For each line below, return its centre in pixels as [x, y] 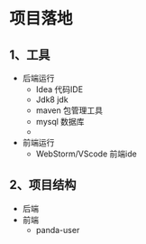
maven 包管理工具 [69, 110]
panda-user [58, 230]
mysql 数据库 [60, 122]
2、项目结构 [43, 185]
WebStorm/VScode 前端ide [86, 154]
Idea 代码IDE [59, 89]
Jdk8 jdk [52, 99]
